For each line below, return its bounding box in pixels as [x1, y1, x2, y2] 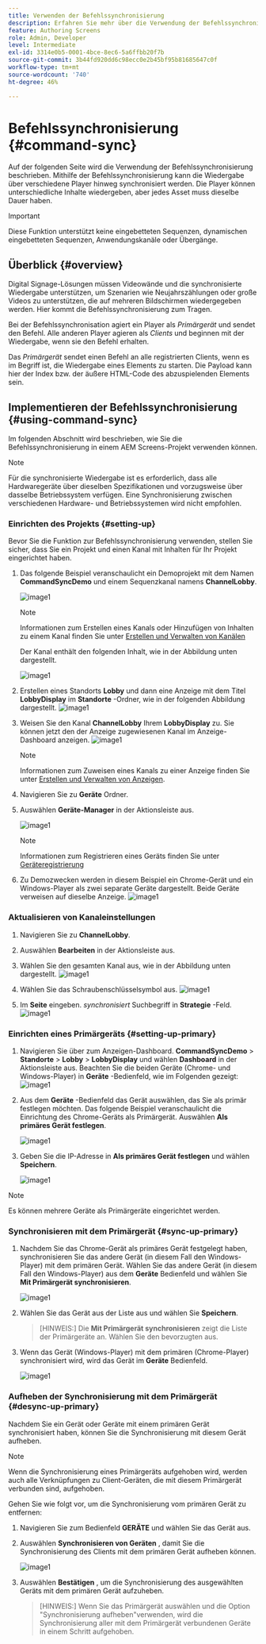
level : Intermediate [8, 41, 77, 49]
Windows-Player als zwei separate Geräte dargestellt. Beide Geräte [19, 884, 240, 893]
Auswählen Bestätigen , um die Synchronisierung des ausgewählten [19, 1577, 244, 1587]
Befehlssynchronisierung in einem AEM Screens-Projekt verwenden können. [8, 442, 258, 452]
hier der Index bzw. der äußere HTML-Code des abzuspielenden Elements [8, 369, 250, 379]
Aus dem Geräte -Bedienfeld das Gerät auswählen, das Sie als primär [19, 1095, 247, 1104]
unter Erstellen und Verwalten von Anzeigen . [19, 775, 165, 784]
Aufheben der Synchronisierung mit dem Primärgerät [8, 1391, 218, 1402]
